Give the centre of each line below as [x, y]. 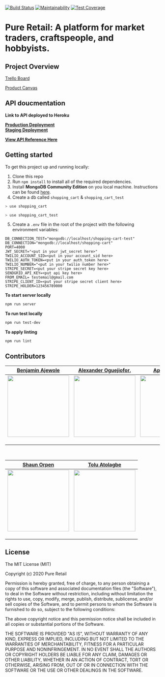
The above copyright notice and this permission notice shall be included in [80, 619]
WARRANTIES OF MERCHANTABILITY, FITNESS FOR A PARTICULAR [74, 644]
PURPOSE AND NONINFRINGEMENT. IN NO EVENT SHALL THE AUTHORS [81, 649]
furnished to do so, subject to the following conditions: [60, 609]
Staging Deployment [27, 130]
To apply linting [21, 332]
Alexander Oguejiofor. [105, 370]
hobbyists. [27, 48]
